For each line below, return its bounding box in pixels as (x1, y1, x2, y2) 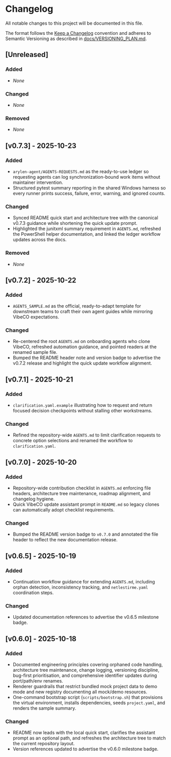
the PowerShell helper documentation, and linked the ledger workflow (12, 231, 161, 237)
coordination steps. (12, 590, 54, 596)
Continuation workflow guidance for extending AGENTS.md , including (12, 579, 155, 585)
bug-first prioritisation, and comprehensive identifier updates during (12, 672, 158, 678)
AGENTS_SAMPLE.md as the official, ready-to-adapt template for (12, 303, 141, 309)
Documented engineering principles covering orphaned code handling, (12, 661, 163, 668)
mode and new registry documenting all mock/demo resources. (12, 689, 147, 695)
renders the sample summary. (12, 705, 76, 711)
